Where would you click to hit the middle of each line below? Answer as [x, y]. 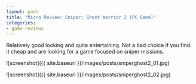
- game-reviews [25, 28]
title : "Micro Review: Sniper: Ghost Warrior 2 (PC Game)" [81, 17]
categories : [21, 23]
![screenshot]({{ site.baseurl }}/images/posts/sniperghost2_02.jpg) [88, 74]
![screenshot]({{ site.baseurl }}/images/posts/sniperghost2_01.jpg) [88, 63]
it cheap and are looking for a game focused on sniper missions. [85, 52]
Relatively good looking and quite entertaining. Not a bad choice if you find [98, 45]
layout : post [22, 12]
